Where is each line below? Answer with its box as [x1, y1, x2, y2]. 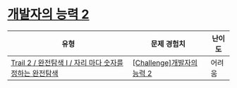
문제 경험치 [150, 39, 186, 49]
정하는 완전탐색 [11, 68, 59, 78]
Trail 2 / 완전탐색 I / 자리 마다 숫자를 [11, 58, 123, 68]
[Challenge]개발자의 [132, 58, 197, 68]
